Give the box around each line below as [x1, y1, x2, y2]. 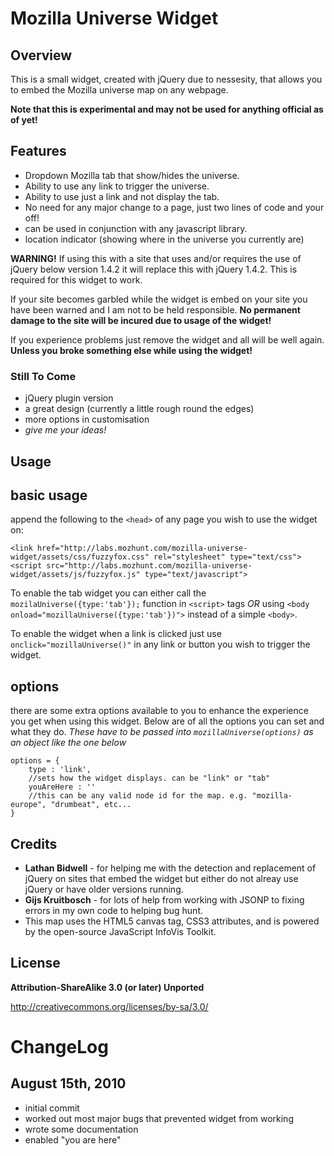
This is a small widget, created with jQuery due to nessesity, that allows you [10, 73, 323, 85]
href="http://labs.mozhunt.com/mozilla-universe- [36, 543, 248, 554]
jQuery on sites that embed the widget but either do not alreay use [24, 872, 299, 884]
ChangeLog [10, 1035, 109, 1058]
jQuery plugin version [24, 392, 114, 404]
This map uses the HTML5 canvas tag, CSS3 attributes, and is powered [24, 915, 320, 927]
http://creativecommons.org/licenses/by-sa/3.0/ [10, 1000, 209, 1012]
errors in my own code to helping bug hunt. [24, 904, 203, 916]
